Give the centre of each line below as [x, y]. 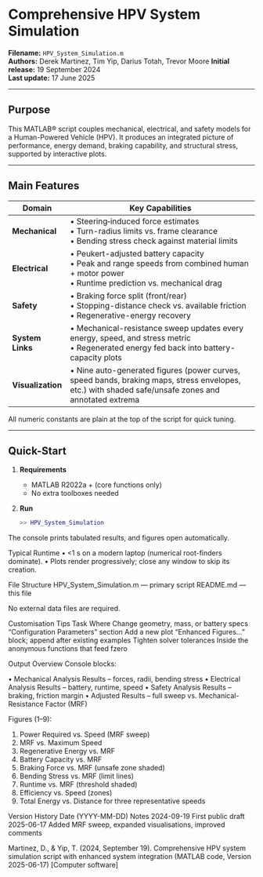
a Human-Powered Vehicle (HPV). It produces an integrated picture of [121, 137]
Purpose [29, 110]
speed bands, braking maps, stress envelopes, [155, 380]
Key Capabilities [160, 208]
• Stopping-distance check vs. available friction [158, 305]
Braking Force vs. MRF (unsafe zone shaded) [92, 768]
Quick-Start [37, 451]
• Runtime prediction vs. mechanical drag [146, 282]
